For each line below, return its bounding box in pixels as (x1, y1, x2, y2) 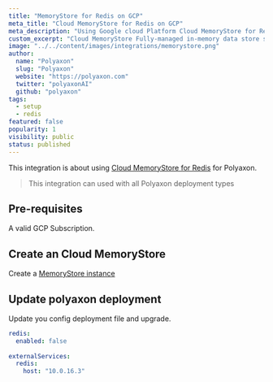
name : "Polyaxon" (15, 58, 75, 66)
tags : (8, 95, 27, 103)
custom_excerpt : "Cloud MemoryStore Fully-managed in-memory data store (8, 34, 260, 43)
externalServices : (8, 352, 71, 360)
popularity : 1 (8, 125, 57, 133)
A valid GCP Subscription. (8, 224, 95, 233)
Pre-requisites (8, 202, 83, 215)
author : (8, 50, 35, 58)
